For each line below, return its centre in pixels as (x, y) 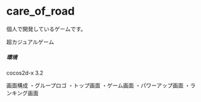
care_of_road (40, 11)
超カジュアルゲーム (30, 42)
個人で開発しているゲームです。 (46, 29)
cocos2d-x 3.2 (25, 73)
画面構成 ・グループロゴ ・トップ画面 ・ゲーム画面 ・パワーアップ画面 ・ (98, 85)
